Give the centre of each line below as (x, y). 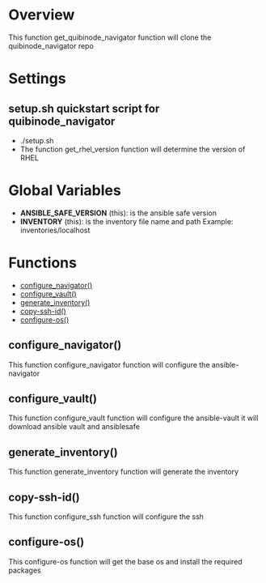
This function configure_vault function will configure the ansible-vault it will (133, 418)
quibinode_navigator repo (51, 45)
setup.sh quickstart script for (84, 108)
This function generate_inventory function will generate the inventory (124, 472)
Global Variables (65, 191)
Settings (37, 79)
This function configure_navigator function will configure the (109, 364)
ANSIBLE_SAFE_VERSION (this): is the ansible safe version (118, 213)
